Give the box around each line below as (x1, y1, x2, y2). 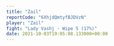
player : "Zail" (6, 20, 44, 26)
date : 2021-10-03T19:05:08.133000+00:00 (6, 31, 109, 37)
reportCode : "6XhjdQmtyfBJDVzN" (6, 14, 87, 20)
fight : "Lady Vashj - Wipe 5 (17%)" (6, 25, 97, 32)
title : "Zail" (6, 8, 42, 15)
